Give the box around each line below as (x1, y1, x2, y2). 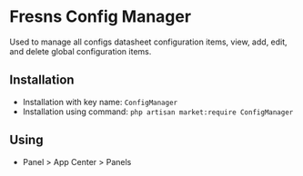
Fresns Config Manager (9, 6, 192, 27)
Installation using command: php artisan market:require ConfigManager (22, 106, 294, 117)
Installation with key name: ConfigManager (22, 96, 178, 107)
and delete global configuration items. (9, 45, 152, 56)
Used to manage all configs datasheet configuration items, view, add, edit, (9, 36, 288, 47)
